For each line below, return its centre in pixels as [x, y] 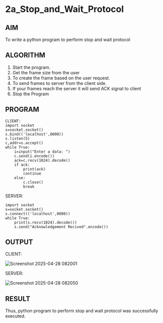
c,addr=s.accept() [24, 143]
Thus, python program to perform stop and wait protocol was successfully [82, 311]
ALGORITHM [25, 55]
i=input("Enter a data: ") [42, 152]
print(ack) [34, 169]
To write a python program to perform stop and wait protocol [68, 39]
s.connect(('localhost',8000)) [38, 214]
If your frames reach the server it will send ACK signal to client [77, 88]
